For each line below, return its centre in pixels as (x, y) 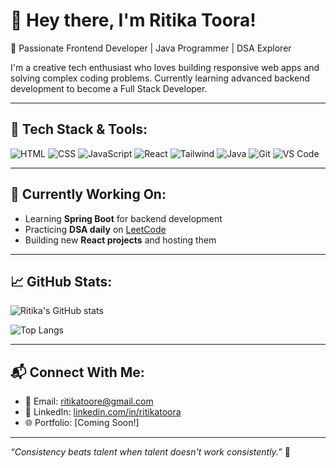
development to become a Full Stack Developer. (109, 88)
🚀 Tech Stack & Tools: (79, 129)
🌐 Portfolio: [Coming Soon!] (82, 423)
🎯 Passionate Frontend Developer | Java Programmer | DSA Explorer (151, 48)
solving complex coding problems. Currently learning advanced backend (160, 78)
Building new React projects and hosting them (120, 240)
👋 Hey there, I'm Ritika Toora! (133, 20)
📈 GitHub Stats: (61, 281)
